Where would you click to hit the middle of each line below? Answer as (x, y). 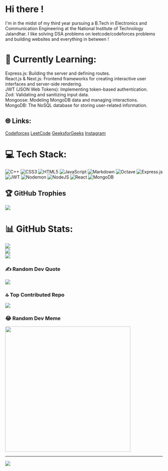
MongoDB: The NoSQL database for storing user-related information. (76, 105)
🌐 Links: (18, 121)
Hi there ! (24, 9)
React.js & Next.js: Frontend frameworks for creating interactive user (76, 78)
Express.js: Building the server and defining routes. (58, 73)
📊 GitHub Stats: (39, 229)
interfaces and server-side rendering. (44, 84)
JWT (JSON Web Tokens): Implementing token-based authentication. (76, 89)
